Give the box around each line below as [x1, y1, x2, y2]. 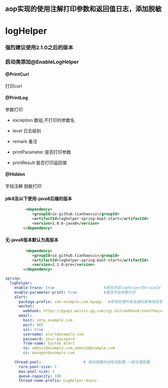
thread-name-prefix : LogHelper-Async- [18, 378, 99, 383]
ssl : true [23, 327, 43, 332]
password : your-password [23, 336, 75, 341]
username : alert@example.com [23, 331, 84, 336]
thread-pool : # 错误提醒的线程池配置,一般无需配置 [14, 359, 150, 364]
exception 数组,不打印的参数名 [12, 117, 75, 123]
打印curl [5, 83, 22, 89]
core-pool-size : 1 [18, 364, 57, 369]
